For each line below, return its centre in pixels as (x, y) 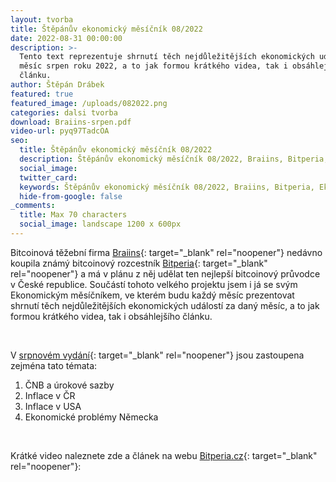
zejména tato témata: (54, 365)
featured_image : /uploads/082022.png (89, 103)
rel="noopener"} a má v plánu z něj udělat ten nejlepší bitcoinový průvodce (165, 273)
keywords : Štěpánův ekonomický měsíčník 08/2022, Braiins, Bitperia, (167, 187)
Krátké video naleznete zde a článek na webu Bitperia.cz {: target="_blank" (164, 455)
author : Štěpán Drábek (57, 85)
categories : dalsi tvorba (64, 112)
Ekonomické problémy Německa (91, 417)
